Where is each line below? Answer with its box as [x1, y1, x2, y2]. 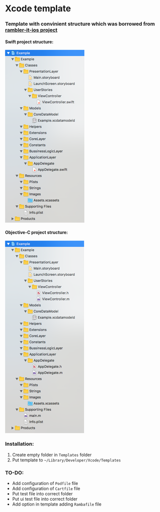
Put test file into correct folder [12, 491, 73, 497]
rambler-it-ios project [5, 27, 58, 33]
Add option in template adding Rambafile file [12, 501, 102, 507]
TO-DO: [5, 469, 24, 476]
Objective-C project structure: [5, 229, 69, 235]
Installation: [5, 440, 34, 447]
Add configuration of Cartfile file [12, 485, 81, 491]
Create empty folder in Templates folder [12, 452, 92, 458]
